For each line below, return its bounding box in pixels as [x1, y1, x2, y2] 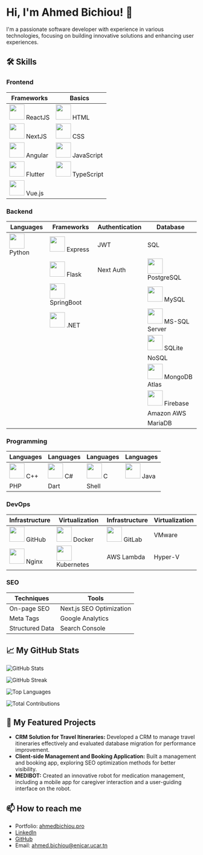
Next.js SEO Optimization [60, 604, 132, 612]
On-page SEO [9, 604, 50, 612]
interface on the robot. [14, 785, 71, 792]
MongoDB [164, 373, 193, 381]
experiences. [6, 38, 39, 46]
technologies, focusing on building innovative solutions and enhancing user [6, 32, 195, 39]
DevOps [6, 500, 31, 509]
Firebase [164, 399, 189, 407]
